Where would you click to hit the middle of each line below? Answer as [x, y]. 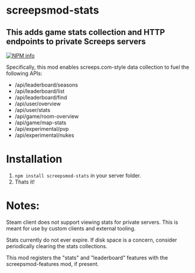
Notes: [23, 206]
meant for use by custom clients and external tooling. [71, 228]
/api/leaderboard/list [40, 91]
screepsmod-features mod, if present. [53, 264]
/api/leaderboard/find [41, 97]
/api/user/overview [38, 104]
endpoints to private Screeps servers [76, 41]
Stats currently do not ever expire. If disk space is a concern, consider [92, 240]
